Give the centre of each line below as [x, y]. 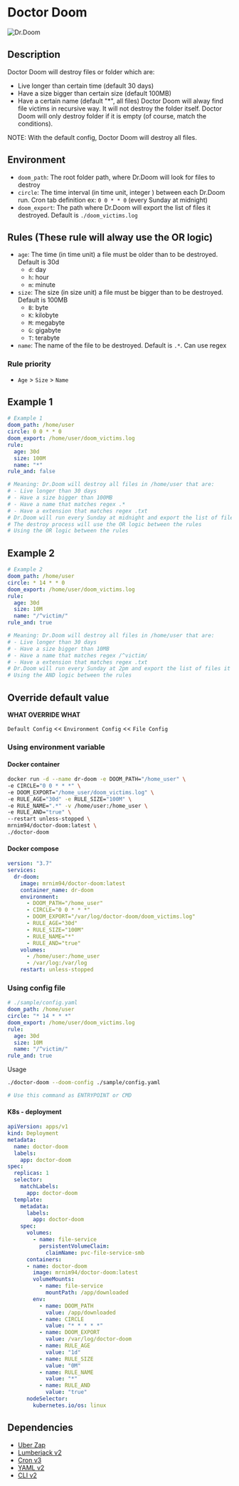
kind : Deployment [33, 1133]
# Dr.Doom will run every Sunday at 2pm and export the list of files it [119, 669]
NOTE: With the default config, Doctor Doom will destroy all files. [102, 137]
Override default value [58, 698]
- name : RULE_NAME [66, 1372]
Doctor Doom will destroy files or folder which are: [81, 71]
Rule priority [29, 364]
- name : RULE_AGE [65, 1346]
